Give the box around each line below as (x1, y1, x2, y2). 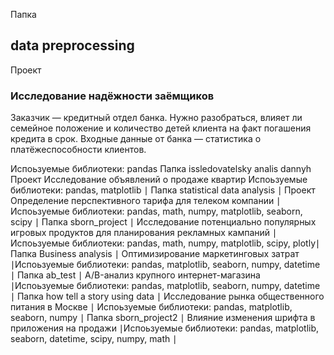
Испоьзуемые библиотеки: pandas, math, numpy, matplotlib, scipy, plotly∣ (10, 237, 321, 249)
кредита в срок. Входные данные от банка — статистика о (10, 133, 262, 145)
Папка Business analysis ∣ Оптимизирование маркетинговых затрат (10, 248, 300, 260)
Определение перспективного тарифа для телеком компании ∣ (10, 195, 282, 207)
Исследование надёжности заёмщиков (10, 89, 215, 103)
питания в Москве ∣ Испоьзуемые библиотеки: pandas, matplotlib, (10, 301, 293, 313)
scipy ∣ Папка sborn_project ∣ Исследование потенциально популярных (10, 216, 317, 228)
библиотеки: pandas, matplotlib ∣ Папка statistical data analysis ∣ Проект (10, 184, 316, 196)
